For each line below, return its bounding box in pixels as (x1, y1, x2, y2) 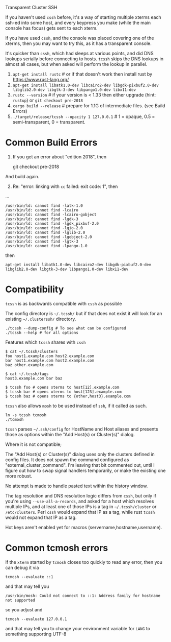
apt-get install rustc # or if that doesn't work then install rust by (12, 71, 153, 77)
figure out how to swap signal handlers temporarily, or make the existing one (5, 467, 166, 473)
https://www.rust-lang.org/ (12, 77, 69, 82)
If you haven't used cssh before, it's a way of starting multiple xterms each (5, 14, 161, 20)
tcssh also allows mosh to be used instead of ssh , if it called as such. (5, 402, 147, 409)
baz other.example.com (5, 362, 53, 367)
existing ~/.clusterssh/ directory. (5, 316, 76, 322)
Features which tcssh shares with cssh (5, 339, 86, 345)
